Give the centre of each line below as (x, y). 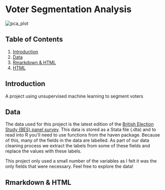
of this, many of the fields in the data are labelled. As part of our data (77, 140)
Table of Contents (34, 39)
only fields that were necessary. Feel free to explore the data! (69, 167)
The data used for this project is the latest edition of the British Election (79, 124)
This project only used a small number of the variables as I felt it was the (81, 161)
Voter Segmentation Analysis (69, 9)
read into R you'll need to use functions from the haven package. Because (83, 135)
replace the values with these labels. (43, 151)
